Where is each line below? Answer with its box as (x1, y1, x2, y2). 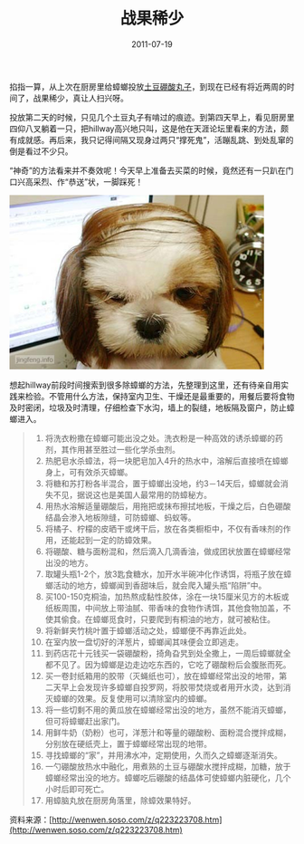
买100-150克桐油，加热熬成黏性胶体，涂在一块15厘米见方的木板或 (44, 590, 290, 602)
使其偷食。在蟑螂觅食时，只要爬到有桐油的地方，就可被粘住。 (44, 613, 276, 625)
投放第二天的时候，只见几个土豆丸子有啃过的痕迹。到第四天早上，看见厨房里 (9, 111, 295, 122)
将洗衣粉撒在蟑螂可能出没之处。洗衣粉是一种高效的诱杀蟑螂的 (44, 432, 276, 444)
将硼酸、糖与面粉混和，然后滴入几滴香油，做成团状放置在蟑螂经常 (44, 545, 291, 557)
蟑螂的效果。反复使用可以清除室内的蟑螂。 (52, 693, 213, 704)
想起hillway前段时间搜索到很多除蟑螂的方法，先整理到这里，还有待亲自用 (9, 379, 281, 390)
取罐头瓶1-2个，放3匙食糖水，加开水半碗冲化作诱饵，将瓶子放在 (44, 568, 284, 580)
